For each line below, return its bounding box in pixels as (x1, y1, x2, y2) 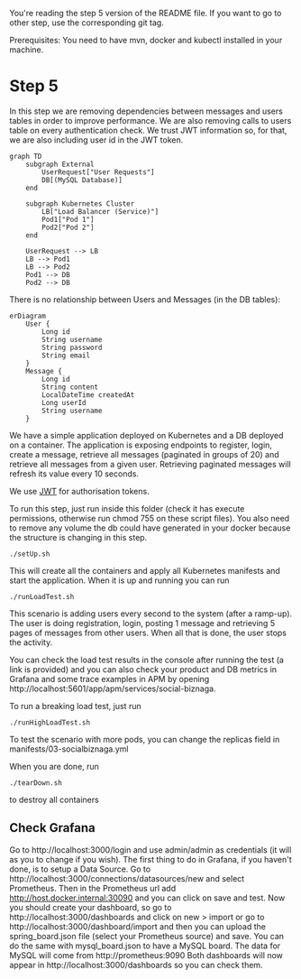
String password (41, 343, 103, 352)
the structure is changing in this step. (9, 531, 148, 542)
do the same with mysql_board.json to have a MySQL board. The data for (9, 940, 281, 951)
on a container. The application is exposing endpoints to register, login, (9, 439, 273, 450)
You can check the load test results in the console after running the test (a (9, 654, 284, 665)
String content (41, 383, 99, 392)
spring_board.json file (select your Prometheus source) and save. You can (9, 930, 285, 941)
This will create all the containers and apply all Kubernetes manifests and (9, 565, 281, 576)
